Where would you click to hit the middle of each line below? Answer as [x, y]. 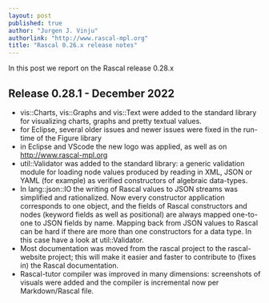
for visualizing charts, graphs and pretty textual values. [110, 121]
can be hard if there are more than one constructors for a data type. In [136, 231]
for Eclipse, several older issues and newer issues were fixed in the [130, 130]
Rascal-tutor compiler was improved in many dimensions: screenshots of [140, 273]
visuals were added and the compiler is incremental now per [119, 282]
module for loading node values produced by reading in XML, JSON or [136, 172]
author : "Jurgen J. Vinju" [53, 30]
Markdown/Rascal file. [57, 291]
